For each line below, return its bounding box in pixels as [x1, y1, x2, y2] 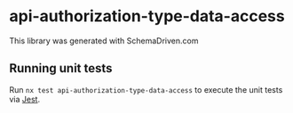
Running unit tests [9, 61, 113, 76]
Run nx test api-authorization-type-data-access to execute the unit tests [9, 84, 283, 94]
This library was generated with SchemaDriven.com [9, 35, 199, 46]
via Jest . [9, 94, 41, 104]
